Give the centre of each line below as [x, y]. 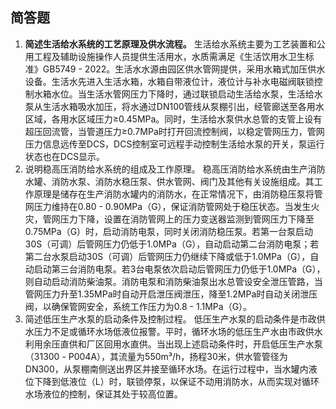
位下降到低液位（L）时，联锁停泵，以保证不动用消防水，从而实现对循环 [172, 381]
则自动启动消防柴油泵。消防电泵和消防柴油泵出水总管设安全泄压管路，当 [173, 281]
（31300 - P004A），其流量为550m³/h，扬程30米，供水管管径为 [156, 356]
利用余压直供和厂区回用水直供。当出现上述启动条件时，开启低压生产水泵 [173, 344]
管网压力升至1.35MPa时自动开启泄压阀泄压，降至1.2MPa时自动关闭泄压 [171, 294]
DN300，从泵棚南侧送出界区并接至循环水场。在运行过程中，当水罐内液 [171, 369]
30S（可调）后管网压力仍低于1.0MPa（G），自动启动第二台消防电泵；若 [172, 244]
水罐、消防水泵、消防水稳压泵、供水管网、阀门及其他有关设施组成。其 [169, 181]
